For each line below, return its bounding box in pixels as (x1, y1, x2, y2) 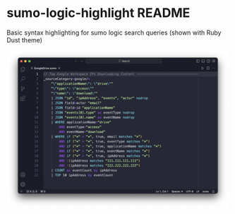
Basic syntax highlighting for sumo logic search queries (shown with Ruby (6, 28, 222, 37)
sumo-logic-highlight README (6, 5, 191, 21)
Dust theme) (6, 35, 43, 44)
